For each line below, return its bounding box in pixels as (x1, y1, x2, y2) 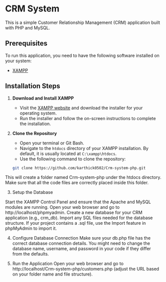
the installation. (19, 121, 51, 127)
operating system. (19, 110, 57, 116)
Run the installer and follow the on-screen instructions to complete (19, 115, 156, 121)
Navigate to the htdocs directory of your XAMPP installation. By (19, 145, 149, 151)
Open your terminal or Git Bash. (19, 140, 84, 146)
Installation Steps (5, 82, 60, 90)
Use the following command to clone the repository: (19, 155, 126, 162)
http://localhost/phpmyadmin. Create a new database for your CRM (5, 210, 143, 216)
